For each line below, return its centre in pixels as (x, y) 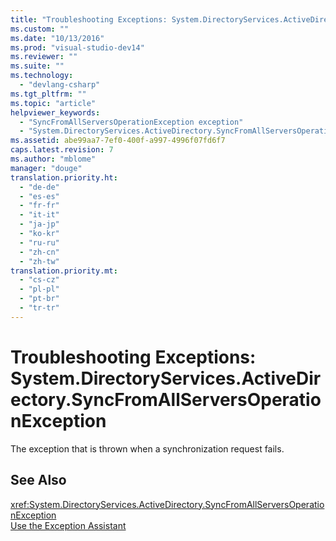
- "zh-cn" (39, 252)
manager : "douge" (46, 168)
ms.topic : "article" (53, 103)
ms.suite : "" (37, 66)
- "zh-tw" (39, 261)
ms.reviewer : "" (44, 57)
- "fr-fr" (39, 206)
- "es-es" (39, 196)
